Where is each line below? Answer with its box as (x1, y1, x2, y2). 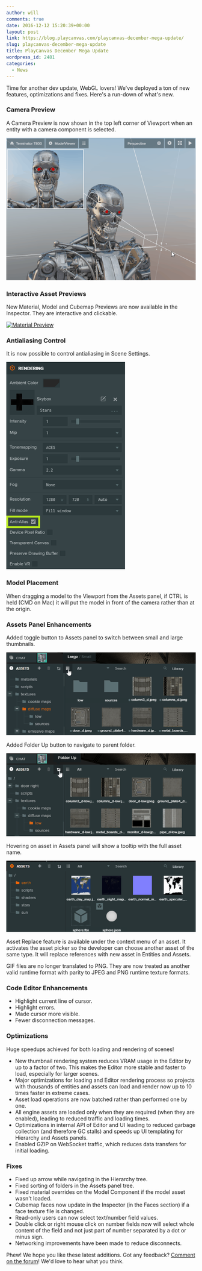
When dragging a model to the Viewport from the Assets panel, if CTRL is (6, 592, 188, 600)
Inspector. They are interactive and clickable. (6, 310, 118, 317)
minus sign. (14, 1233, 44, 1240)
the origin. (6, 605, 32, 612)
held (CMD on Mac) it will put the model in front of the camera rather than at (6, 598, 195, 606)
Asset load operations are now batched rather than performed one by (14, 1096, 188, 1103)
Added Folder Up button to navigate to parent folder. (6, 741, 136, 748)
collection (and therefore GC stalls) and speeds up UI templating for (14, 1128, 183, 1135)
